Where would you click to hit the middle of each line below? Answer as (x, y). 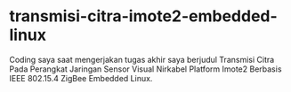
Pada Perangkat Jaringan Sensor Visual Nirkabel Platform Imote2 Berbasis (145, 69)
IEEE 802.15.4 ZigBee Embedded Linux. (81, 78)
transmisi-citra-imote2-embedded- (143, 16)
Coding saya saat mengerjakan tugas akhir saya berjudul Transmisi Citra (142, 59)
